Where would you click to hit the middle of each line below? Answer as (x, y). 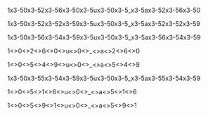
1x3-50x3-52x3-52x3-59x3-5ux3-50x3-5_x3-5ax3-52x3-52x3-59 (104, 24)
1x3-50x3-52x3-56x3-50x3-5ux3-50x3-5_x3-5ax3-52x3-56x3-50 (104, 10)
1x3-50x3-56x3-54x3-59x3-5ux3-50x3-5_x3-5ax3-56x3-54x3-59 (104, 37)
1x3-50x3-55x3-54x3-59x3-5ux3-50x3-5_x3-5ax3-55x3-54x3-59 (104, 78)
